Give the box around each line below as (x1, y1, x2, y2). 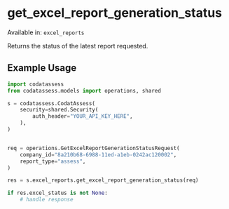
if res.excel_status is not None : (7, 189, 109, 197)
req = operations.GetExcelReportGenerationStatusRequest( (7, 144, 180, 151)
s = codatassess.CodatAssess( (7, 100, 96, 107)
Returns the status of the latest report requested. (7, 41, 148, 50)
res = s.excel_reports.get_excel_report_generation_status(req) (7, 177, 199, 184)
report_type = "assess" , (20, 158, 86, 165)
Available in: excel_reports (7, 28, 85, 36)
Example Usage (7, 62, 77, 74)
